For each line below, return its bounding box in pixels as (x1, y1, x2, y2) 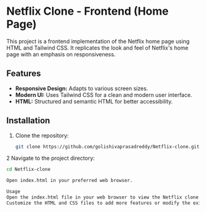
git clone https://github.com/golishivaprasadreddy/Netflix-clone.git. (15, 143, 202, 150)
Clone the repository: (15, 132, 69, 139)
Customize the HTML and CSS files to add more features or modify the (6, 200, 191, 206)
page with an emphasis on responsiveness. (6, 50, 116, 58)
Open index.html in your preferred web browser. (6, 178, 133, 184)
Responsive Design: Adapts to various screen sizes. (15, 85, 148, 92)
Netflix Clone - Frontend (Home (6, 4, 169, 18)
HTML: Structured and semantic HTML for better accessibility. (15, 97, 173, 105)
